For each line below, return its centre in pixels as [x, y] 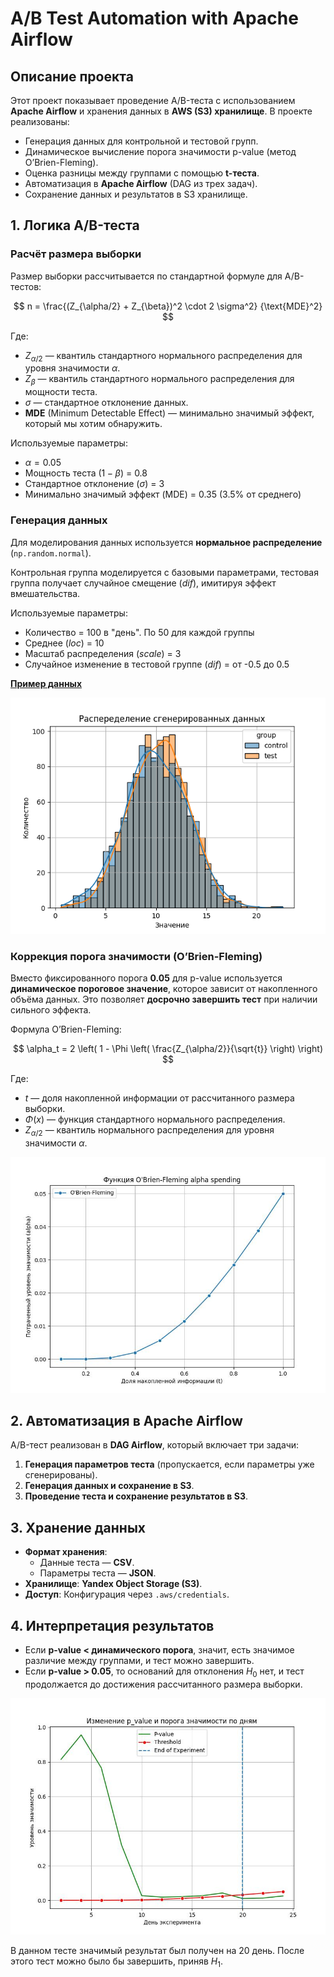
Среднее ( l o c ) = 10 [64, 643]
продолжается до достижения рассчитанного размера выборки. [163, 1684]
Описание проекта [72, 76]
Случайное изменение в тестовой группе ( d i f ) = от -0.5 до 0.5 [157, 664]
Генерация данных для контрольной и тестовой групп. [141, 141]
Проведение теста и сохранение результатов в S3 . [136, 1496]
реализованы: [40, 121]
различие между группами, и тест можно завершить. [139, 1661]
